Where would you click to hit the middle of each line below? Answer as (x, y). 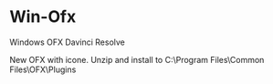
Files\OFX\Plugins (43, 69)
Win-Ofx (43, 17)
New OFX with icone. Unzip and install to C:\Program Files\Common (137, 59)
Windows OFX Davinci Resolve (67, 42)
